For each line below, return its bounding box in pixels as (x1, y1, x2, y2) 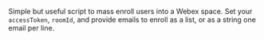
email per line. (8, 24, 55, 32)
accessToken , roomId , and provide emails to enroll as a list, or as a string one (8, 15, 257, 24)
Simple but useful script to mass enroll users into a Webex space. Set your (8, 7, 253, 16)
